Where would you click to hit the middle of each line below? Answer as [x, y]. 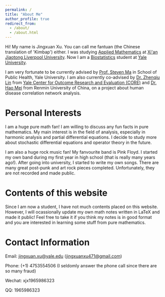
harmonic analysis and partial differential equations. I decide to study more [81, 137]
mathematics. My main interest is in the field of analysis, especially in [75, 132]
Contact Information [48, 242]
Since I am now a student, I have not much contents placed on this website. [82, 207]
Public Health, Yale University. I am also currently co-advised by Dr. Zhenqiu [82, 77]
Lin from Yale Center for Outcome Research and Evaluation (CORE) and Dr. [81, 83]
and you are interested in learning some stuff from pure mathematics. [76, 222]
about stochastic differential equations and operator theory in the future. [79, 142]
